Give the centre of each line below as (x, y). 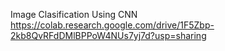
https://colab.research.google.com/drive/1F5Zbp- (112, 25)
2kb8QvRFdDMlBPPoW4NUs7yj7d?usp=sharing (108, 35)
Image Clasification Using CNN (74, 14)
